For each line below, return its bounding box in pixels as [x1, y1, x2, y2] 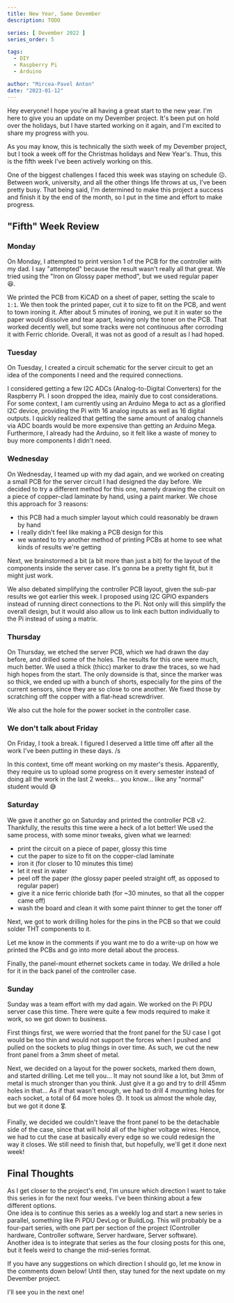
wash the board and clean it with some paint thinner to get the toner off [17, 903, 222, 912]
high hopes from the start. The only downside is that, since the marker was [7, 670, 223, 679]
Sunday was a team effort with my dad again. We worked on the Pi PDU [7, 1000, 212, 1008]
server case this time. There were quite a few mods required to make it [7, 1007, 210, 1016]
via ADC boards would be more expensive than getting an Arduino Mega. [7, 422, 217, 430]
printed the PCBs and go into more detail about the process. [7, 945, 180, 954]
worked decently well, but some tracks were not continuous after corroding [7, 323, 224, 331]
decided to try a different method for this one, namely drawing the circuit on [7, 484, 225, 493]
